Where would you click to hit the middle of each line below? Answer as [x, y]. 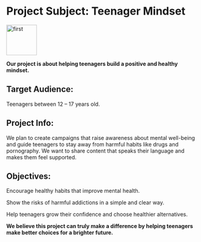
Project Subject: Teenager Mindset [96, 11]
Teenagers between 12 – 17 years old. [53, 104]
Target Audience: [40, 89]
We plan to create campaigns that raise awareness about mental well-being [101, 137]
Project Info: [30, 123]
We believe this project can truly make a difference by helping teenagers [100, 226]
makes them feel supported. [42, 157]
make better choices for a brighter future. [60, 233]
